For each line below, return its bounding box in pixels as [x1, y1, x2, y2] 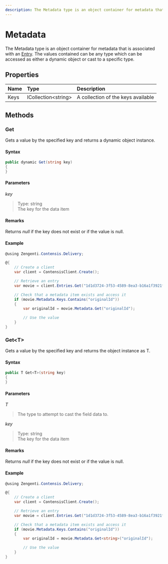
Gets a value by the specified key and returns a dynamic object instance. [5, 137, 155, 143]
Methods [5, 111, 34, 119]
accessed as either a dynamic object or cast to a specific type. [5, 56, 135, 62]
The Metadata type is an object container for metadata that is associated [5, 46, 155, 52]
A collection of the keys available [76, 94, 154, 101]
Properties [5, 71, 39, 79]
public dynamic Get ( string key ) [5, 160, 72, 165]
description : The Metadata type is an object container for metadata [5, 7, 153, 13]
